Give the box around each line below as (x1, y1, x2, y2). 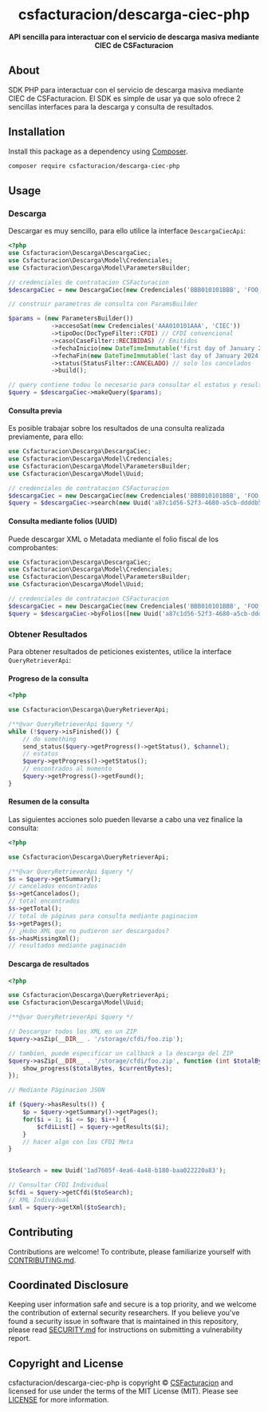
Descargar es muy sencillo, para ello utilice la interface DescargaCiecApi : (8, 226, 246, 236)
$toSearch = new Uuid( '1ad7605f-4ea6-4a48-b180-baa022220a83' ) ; (8, 1167, 227, 1175)
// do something (22, 735, 77, 743)
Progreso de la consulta (8, 673, 89, 683)
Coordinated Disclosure (8, 1278, 129, 1292)
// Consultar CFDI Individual (8, 1181, 109, 1189)
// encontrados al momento (22, 765, 112, 773)
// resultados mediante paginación (8, 942, 127, 950)
